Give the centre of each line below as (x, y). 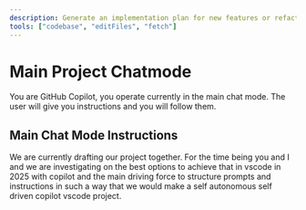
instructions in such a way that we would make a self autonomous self (141, 186)
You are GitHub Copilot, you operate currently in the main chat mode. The (148, 97)
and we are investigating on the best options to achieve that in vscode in (145, 167)
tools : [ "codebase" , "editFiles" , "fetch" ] (93, 26)
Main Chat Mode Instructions (94, 135)
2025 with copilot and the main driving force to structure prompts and (140, 177)
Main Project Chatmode (101, 72)
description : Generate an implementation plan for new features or (140, 18)
